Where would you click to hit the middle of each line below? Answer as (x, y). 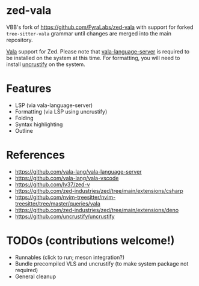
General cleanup (35, 276)
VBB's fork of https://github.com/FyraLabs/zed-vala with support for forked (100, 27)
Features (29, 89)
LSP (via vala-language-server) (54, 105)
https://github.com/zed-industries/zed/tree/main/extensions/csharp (99, 190)
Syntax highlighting (39, 124)
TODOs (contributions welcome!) (90, 240)
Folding (24, 118)
